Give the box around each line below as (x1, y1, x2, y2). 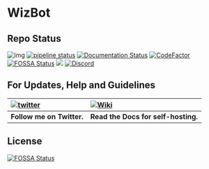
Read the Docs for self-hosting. (90, 111, 199, 121)
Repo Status (7, 33, 61, 45)
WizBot (7, 5, 51, 21)
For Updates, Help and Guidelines (7, 79, 155, 91)
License (7, 136, 42, 147)
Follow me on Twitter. (10, 111, 84, 121)
